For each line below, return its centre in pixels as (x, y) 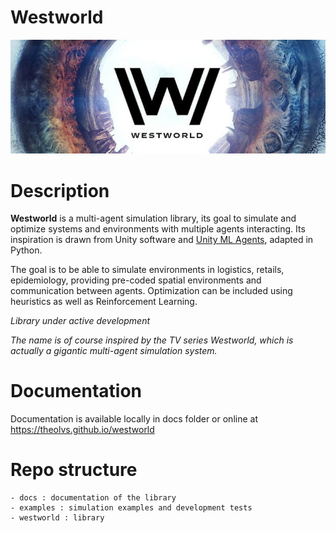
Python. (26, 250)
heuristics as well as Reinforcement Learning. (104, 302)
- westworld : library (57, 518)
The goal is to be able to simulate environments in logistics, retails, (147, 270)
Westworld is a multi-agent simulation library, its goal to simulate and (153, 218)
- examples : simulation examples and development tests (131, 508)
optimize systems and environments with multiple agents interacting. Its (158, 229)
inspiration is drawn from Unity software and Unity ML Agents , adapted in (162, 240)
